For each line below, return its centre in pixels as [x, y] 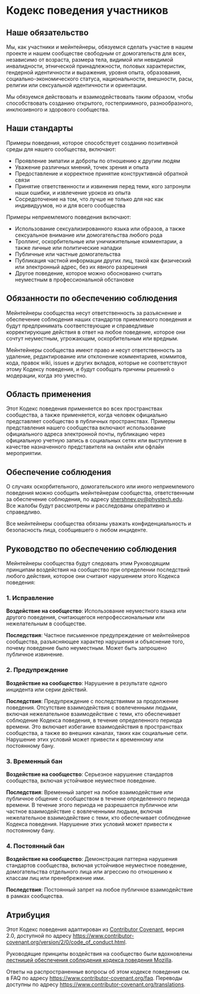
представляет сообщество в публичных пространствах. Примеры [91, 421]
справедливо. [24, 512]
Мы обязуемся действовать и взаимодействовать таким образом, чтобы [100, 97]
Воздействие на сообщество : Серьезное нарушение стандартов [90, 774]
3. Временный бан [34, 761]
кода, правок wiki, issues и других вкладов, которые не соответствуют [97, 363]
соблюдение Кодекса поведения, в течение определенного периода [94, 720]
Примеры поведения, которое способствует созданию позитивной [92, 143]
